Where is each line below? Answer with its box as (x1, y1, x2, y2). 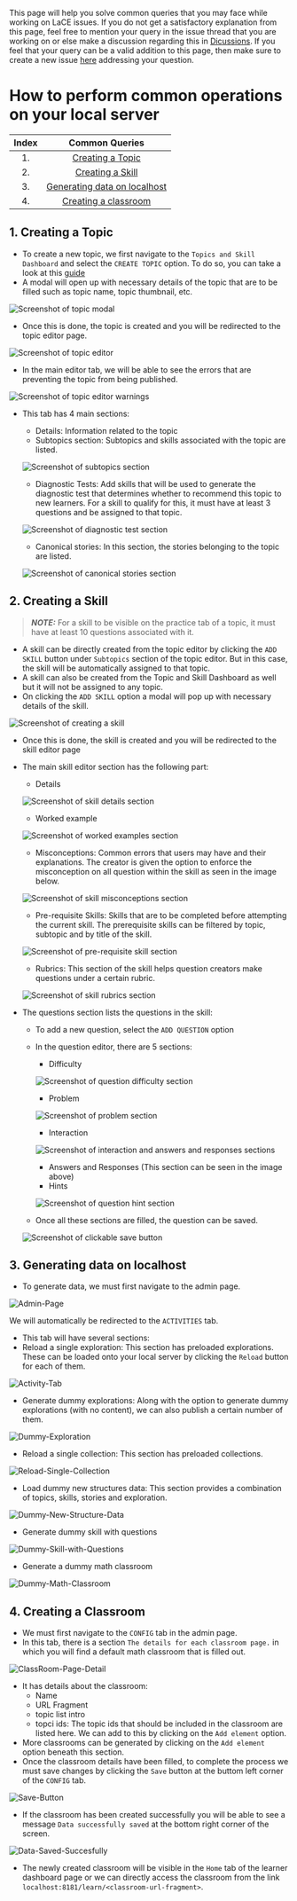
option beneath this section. (21, 1747, 125, 1757)
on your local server (9, 105, 160, 125)
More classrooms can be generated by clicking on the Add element (21, 1738, 265, 1748)
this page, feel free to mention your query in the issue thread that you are (9, 27, 277, 36)
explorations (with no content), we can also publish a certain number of (21, 1405, 284, 1416)
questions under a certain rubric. (35, 972, 155, 983)
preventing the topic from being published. (21, 373, 179, 384)
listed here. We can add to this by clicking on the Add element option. (35, 1728, 286, 1739)
